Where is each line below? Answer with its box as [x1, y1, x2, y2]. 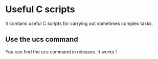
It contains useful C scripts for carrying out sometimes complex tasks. [5, 20, 153, 26]
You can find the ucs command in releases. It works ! [5, 48, 117, 54]
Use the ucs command [5, 35, 78, 44]
